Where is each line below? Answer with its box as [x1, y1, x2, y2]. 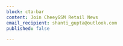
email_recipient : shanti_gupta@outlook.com [6, 20, 118, 26]
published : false [6, 25, 50, 32]
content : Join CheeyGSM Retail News [6, 14, 98, 20]
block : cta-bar [6, 8, 45, 15]
